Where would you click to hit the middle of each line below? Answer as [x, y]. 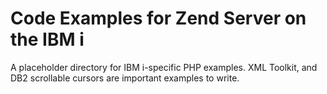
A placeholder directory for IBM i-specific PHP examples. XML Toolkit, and [164, 67]
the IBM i [47, 39]
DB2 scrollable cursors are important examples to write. [125, 78]
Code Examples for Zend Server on [158, 18]
